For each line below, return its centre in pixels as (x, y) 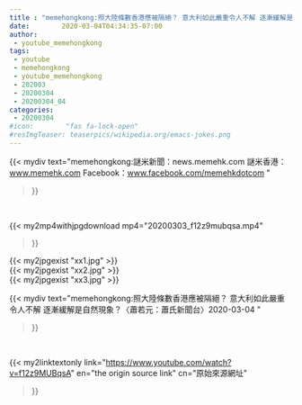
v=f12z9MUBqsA (40, 373)
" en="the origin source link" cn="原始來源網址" (159, 373)
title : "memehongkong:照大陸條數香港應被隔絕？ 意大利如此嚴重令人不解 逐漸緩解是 (151, 18)
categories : (31, 110)
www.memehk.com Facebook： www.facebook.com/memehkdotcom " (140, 173)
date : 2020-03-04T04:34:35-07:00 (86, 26)
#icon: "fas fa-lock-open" (74, 127)
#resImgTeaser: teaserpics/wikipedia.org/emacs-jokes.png (120, 135)
